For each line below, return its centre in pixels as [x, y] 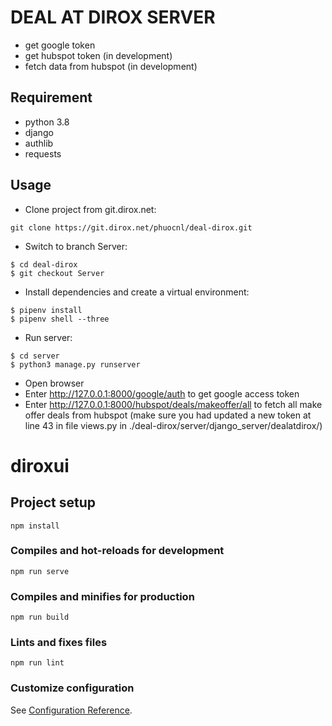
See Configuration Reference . [71, 710]
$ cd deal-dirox [44, 264]
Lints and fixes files [59, 643]
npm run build [40, 617]
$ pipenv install [46, 310]
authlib [39, 143]
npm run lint [37, 663]
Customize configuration [72, 688]
